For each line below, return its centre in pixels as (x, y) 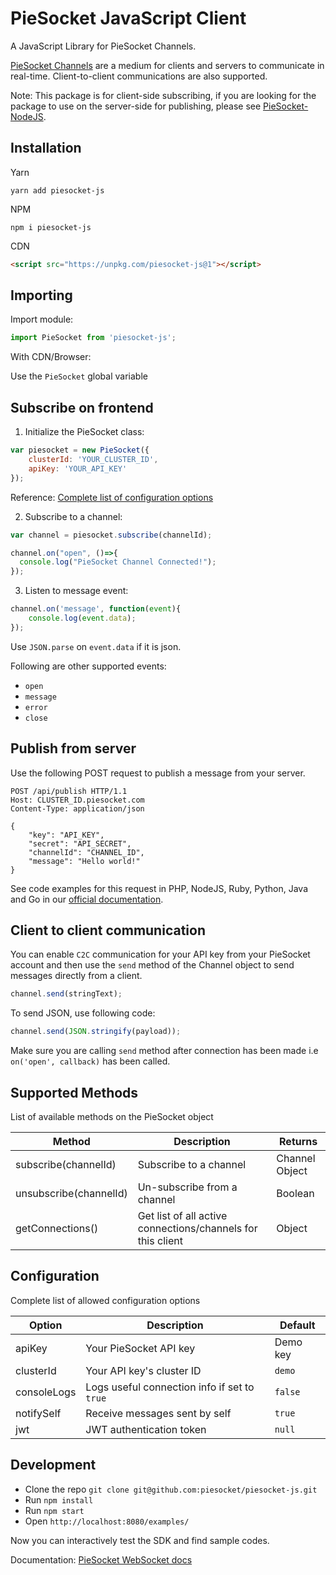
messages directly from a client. (76, 976)
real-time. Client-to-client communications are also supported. (139, 76)
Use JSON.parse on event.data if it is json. (96, 646)
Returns (298, 1141)
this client (160, 1240)
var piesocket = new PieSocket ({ (80, 450)
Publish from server (73, 748)
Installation (46, 148)
